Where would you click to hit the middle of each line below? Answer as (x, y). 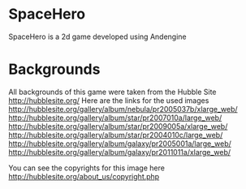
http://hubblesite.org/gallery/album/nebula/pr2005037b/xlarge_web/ (123, 109)
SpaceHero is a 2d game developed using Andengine (97, 37)
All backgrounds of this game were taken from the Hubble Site (112, 92)
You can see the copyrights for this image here (86, 168)
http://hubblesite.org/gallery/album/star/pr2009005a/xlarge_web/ (118, 126)
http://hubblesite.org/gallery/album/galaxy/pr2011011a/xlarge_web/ (120, 152)
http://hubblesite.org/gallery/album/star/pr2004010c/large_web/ (116, 135)
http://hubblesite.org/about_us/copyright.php (84, 176)
